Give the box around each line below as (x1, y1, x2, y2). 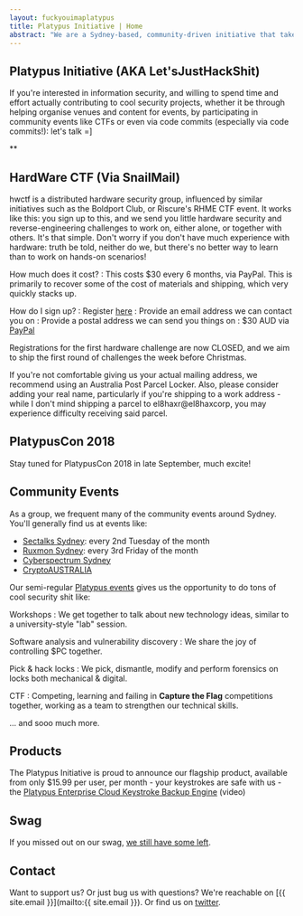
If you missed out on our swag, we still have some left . (9, 837, 212, 848)
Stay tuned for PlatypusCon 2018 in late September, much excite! (9, 458, 251, 468)
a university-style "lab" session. (9, 619, 128, 629)
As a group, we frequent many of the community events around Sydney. (9, 508, 277, 519)
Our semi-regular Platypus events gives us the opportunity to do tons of (9, 581, 277, 592)
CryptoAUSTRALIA (22, 564, 93, 575)
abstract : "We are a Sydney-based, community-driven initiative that (9, 30, 277, 39)
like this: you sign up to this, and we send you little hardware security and (9, 213, 282, 223)
